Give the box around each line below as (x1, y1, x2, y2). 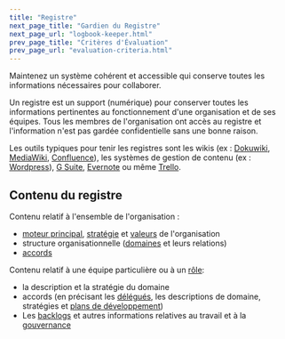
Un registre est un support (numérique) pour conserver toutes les (9, 97, 249, 108)
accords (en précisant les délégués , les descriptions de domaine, (21, 291, 262, 302)
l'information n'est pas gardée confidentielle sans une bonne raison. (9, 125, 259, 136)
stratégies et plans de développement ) (21, 300, 164, 311)
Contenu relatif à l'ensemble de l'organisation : (9, 211, 180, 222)
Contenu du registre (9, 188, 123, 203)
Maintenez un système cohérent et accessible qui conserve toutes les (9, 70, 265, 81)
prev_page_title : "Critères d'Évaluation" (9, 37, 169, 47)
